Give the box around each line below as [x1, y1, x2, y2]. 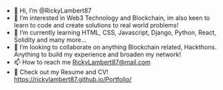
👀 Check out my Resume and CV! [13, 68, 108, 76]
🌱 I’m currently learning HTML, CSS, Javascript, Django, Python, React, [13, 28, 217, 36]
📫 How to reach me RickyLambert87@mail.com [13, 58, 151, 66]
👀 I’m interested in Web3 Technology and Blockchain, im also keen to [13, 14, 211, 22]
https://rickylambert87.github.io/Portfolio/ [13, 76, 132, 83]
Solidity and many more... [13, 36, 87, 44]
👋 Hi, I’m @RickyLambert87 [13, 7, 92, 14]
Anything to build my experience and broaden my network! [13, 50, 182, 58]
